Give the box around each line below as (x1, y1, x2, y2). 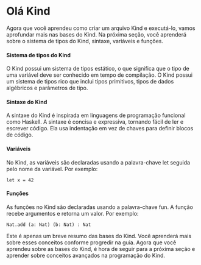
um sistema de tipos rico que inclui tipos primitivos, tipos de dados (6, 78, 174, 85)
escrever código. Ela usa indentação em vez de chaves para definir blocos (6, 125, 194, 132)
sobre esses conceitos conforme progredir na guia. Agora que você (6, 239, 177, 246)
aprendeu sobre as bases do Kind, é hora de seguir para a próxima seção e (6, 245, 196, 252)
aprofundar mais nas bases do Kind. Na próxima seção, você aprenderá (6, 30, 187, 38)
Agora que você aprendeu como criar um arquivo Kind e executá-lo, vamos (6, 24, 196, 32)
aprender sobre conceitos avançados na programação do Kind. (6, 252, 166, 259)
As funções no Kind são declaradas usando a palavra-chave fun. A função (6, 203, 194, 211)
